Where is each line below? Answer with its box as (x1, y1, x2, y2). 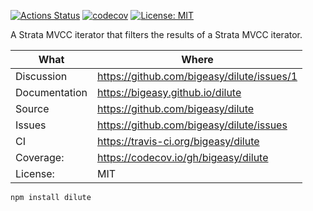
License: (15, 167, 55, 180)
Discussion (15, 70, 68, 83)
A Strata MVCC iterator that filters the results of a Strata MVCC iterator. (10, 29, 303, 40)
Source (15, 102, 50, 115)
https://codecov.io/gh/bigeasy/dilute (97, 151, 269, 164)
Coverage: (15, 151, 65, 164)
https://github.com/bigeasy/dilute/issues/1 (97, 70, 298, 83)
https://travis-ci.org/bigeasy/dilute (97, 135, 260, 148)
